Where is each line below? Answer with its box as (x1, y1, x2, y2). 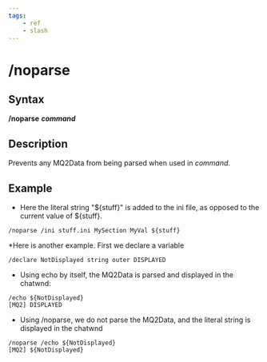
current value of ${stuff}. (19, 211, 102, 221)
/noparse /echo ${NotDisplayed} (8, 339, 116, 347)
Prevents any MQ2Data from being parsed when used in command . (8, 158, 230, 168)
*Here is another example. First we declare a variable (8, 241, 185, 250)
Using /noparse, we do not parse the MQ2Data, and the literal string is (19, 315, 251, 324)
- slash (22, 26, 48, 34)
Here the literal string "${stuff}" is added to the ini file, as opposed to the (19, 203, 260, 212)
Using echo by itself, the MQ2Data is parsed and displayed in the (19, 270, 234, 280)
